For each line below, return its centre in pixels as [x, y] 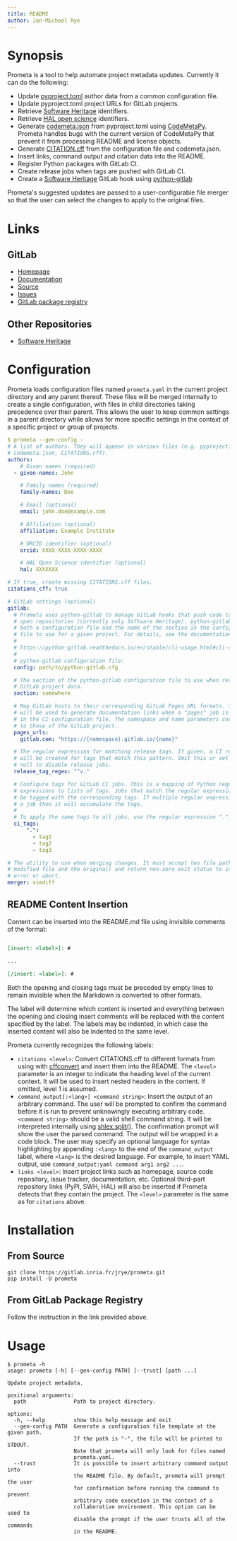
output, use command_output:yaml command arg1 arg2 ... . [101, 1164]
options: [20, 1414]
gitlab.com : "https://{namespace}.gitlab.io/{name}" [99, 739]
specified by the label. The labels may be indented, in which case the [108, 1024]
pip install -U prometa [42, 1279]
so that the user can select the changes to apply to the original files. [106, 200]
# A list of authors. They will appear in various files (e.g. [102, 446]
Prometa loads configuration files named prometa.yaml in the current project [117, 389]
